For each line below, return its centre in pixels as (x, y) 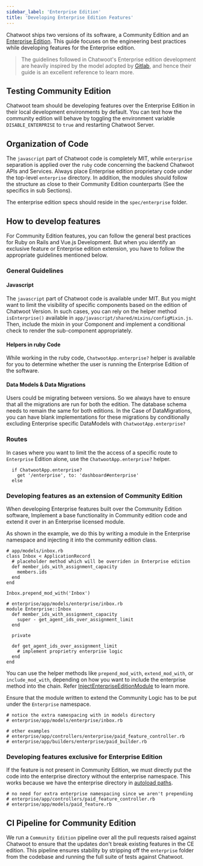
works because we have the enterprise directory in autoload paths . (90, 783)
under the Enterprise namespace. (49, 704)
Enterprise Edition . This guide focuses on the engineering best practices (96, 41)
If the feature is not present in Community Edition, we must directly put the (99, 770)
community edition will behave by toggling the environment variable (91, 118)
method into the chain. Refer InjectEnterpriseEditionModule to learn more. (98, 686)
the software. (23, 371)
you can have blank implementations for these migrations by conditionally (98, 417)
